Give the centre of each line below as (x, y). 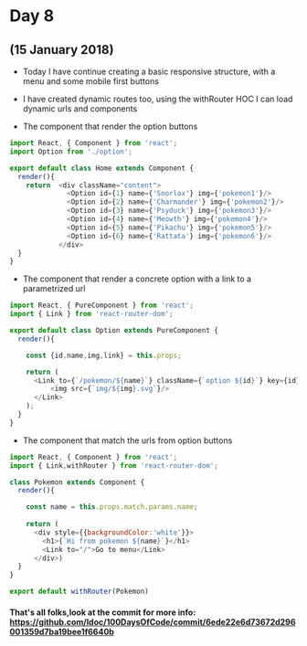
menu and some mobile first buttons (91, 81)
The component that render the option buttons (110, 126)
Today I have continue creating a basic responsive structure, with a (149, 71)
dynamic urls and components (80, 109)
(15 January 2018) (62, 50)
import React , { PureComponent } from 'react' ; (102, 306)
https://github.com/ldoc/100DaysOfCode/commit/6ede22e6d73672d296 (153, 621)
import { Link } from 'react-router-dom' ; (91, 314)
